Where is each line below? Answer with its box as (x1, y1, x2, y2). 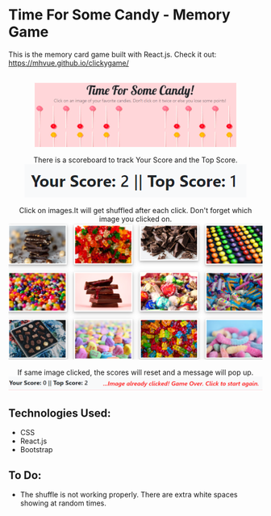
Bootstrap (19, 445, 53, 455)
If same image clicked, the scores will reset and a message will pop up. (17, 367, 254, 377)
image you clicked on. (99, 214, 172, 224)
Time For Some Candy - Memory (8, 6, 231, 24)
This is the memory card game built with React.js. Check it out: (8, 49, 217, 59)
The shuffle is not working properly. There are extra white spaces (19, 490, 238, 500)
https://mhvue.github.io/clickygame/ (8, 58, 129, 68)
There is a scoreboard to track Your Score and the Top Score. (33, 155, 238, 165)
